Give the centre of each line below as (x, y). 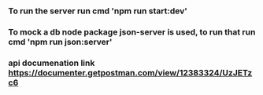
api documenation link (52, 63)
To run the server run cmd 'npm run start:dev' (98, 11)
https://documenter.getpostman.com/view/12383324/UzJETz (130, 72)
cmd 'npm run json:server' (60, 42)
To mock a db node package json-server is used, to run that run (132, 31)
